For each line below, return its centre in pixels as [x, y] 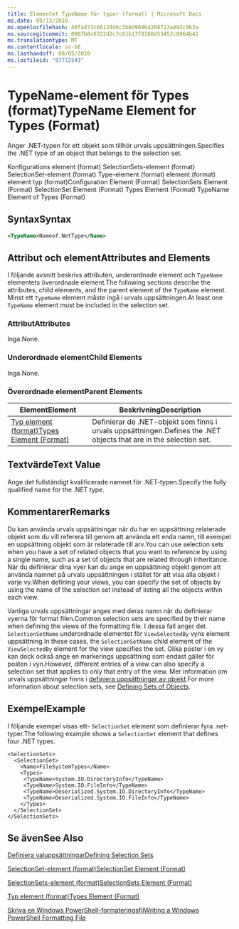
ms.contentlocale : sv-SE [44, 47]
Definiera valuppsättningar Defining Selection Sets [81, 855]
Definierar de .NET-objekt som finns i [155, 422]
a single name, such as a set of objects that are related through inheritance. [118, 559]
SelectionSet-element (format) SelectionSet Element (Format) [97, 869]
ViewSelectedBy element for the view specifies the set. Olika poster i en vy [116, 649]
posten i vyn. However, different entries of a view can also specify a [106, 664]
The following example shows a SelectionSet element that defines [121, 733]
